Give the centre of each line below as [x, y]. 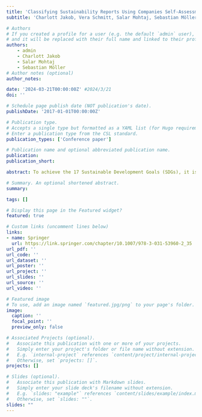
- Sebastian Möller [41, 67]
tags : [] [17, 199]
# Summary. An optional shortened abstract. [63, 183]
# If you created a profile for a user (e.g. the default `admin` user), [101, 34]
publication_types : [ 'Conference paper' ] [59, 139]
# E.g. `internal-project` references [58, 355]
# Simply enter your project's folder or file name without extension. [101, 349]
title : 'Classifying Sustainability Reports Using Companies [84, 12]
